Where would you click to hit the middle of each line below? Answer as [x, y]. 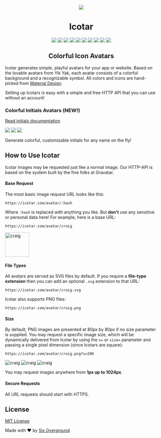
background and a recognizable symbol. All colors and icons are [69, 78]
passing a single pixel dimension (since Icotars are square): [64, 345]
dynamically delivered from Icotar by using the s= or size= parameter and [78, 340]
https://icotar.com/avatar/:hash [39, 203]
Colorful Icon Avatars [81, 56]
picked [12, 83]
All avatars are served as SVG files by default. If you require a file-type [76, 276]
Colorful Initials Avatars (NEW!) [43, 110]
